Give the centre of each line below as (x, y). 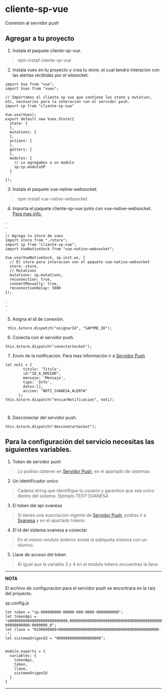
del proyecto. (19, 593)
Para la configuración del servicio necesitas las (80, 442)
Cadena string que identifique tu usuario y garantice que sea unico (86, 490)
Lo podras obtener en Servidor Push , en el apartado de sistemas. (84, 471)
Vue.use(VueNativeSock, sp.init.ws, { (45, 258)
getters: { (21, 149)
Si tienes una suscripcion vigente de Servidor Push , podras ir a (82, 515)
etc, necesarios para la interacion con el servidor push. (68, 101)
